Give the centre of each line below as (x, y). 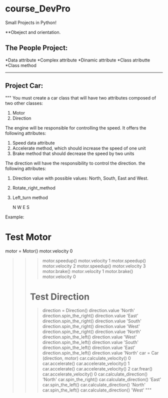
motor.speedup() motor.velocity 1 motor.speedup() (94, 260)
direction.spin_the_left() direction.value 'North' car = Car (100, 353)
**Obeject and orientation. (33, 32)
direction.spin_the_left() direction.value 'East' (89, 347)
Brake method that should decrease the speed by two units (73, 153)
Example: (15, 217)
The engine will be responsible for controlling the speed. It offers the (76, 127)
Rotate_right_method (34, 187)
